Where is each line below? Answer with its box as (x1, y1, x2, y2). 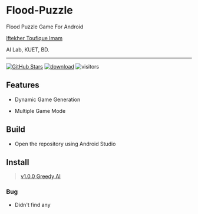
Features (6, 80, 39, 90)
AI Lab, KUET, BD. (6, 46, 50, 53)
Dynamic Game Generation (14, 96, 81, 103)
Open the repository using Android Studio (14, 140, 116, 147)
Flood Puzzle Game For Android (6, 23, 84, 30)
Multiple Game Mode (14, 107, 66, 114)
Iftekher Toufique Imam (6, 34, 63, 41)
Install (6, 157, 29, 167)
